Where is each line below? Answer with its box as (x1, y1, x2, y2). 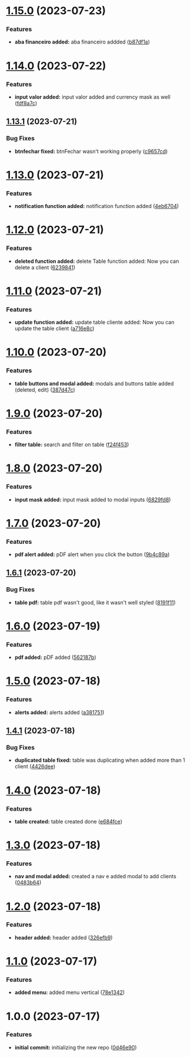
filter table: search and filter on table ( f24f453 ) (14, 441, 129, 448)
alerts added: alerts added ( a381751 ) (14, 708, 105, 715)
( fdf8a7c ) (14, 99, 38, 106)
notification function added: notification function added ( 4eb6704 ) (14, 203, 179, 210)
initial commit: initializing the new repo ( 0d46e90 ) (14, 1043, 137, 1051)
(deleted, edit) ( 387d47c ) (14, 386, 75, 393)
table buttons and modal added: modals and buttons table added (14, 380, 174, 387)
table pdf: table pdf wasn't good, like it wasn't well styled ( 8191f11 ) (14, 598, 176, 606)
